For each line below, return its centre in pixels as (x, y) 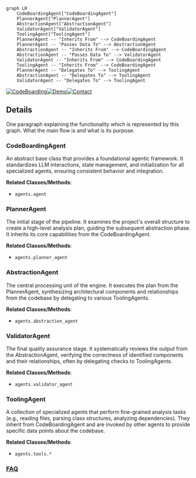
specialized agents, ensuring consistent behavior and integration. (85, 171)
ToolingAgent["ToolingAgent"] (54, 34)
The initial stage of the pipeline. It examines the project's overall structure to (98, 222)
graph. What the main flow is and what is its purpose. (70, 130)
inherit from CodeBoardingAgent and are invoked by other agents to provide (98, 424)
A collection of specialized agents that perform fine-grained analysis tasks (96, 412)
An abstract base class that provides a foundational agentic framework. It (95, 158)
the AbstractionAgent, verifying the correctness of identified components (95, 355)
